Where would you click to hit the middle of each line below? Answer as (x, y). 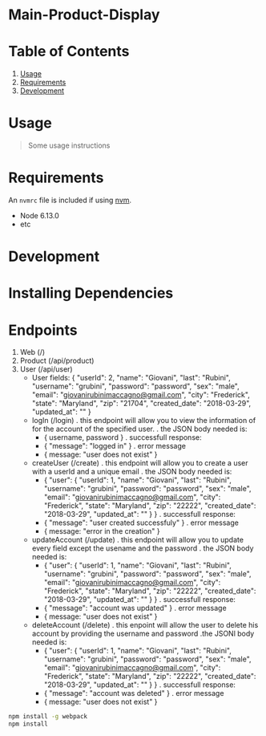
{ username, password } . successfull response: (123, 437)
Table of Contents (69, 52)
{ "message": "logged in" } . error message (115, 446)
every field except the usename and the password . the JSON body (143, 548)
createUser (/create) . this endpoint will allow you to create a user (140, 463)
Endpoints (43, 330)
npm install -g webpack (48, 717)
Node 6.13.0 (39, 216)
